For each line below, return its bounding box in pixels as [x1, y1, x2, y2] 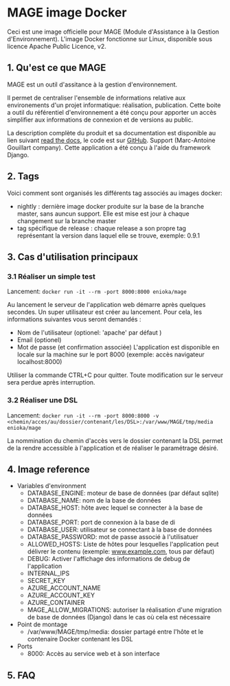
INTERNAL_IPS [27, 569, 70, 578]
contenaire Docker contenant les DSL [27, 635, 133, 643]
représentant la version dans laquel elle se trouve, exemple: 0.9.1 [16, 231, 200, 240]
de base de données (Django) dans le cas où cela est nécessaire [27, 613, 211, 621]
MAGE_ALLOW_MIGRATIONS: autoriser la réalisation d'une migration [27, 606, 222, 614]
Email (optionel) [16, 336, 62, 344]
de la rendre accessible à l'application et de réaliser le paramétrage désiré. [7, 444, 218, 452]
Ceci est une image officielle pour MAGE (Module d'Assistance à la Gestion [7, 27, 220, 36]
